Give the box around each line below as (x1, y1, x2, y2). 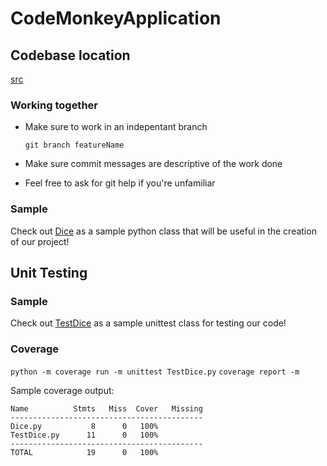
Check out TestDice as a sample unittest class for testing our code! (10, 317, 287, 329)
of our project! (10, 235, 70, 247)
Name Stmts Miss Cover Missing (10, 403, 203, 414)
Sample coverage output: (10, 384, 115, 396)
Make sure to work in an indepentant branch (24, 121, 208, 133)
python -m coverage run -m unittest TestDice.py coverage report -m (10, 367, 300, 377)
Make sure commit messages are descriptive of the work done (24, 158, 283, 170)
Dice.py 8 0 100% (10, 421, 159, 431)
